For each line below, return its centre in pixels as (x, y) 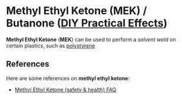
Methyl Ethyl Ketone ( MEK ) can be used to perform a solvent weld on (91, 39)
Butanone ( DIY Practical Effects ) (87, 23)
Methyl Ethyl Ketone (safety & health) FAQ (65, 90)
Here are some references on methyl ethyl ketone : (68, 78)
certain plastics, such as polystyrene (51, 46)
